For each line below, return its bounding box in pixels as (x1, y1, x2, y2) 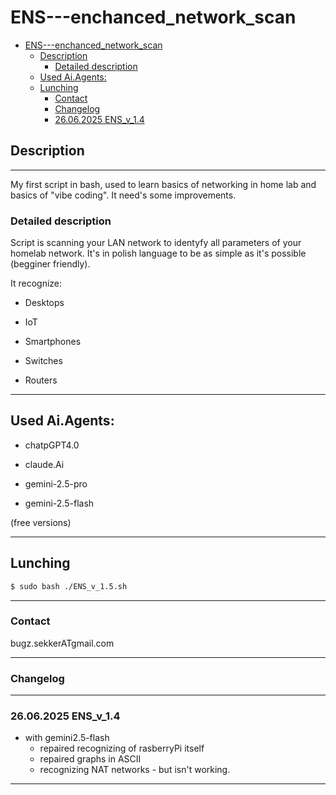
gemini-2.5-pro (24, 477, 88, 490)
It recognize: (10, 277, 63, 290)
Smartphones (24, 336, 82, 348)
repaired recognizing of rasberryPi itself (39, 742, 205, 755)
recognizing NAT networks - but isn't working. (39, 764, 231, 776)
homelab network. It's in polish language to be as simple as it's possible (10, 247, 307, 260)
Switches (24, 355, 63, 367)
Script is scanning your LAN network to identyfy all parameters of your (10, 237, 302, 249)
